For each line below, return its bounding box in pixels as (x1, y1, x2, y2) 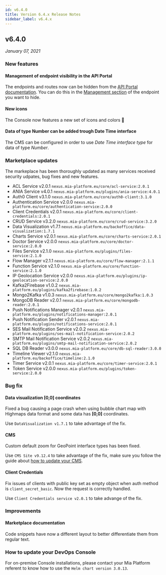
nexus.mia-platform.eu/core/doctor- (58, 240, 134, 245)
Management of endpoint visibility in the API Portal (5, 73, 112, 79)
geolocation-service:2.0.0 (12, 278, 68, 283)
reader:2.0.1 (12, 303, 40, 308)
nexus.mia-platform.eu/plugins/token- (56, 366, 137, 372)
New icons (5, 105, 28, 112)
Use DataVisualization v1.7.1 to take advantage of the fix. (5, 420, 126, 426)
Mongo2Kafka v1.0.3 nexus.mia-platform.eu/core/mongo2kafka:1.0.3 (12, 292, 154, 298)
